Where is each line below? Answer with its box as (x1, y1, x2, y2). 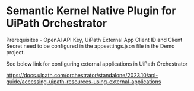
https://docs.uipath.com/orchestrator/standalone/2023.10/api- (6, 71, 158, 79)
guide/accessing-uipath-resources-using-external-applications (6, 78, 161, 85)
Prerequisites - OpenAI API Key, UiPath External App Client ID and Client (6, 36, 183, 43)
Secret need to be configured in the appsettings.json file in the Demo (6, 43, 175, 50)
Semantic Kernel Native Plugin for (6, 4, 176, 18)
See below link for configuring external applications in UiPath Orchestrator (6, 60, 188, 67)
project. (6, 48, 26, 56)
